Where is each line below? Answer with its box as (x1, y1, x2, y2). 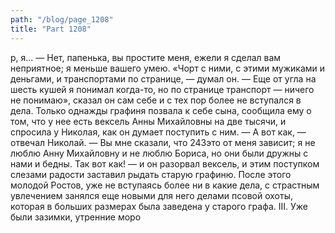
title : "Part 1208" (10, 24, 92, 34)
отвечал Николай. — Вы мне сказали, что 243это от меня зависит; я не (10, 136, 316, 148)
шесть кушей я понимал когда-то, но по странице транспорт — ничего (10, 83, 315, 95)
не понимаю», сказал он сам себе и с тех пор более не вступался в (10, 94, 302, 106)
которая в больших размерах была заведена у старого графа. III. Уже (10, 200, 308, 212)
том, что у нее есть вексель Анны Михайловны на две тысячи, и (10, 115, 287, 127)
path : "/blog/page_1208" (10, 14, 114, 25)
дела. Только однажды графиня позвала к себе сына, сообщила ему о (10, 104, 312, 116)
